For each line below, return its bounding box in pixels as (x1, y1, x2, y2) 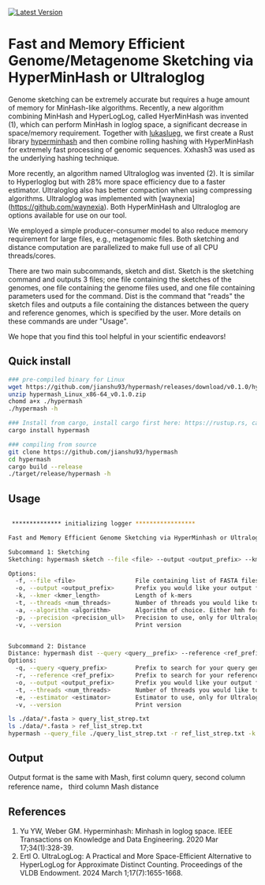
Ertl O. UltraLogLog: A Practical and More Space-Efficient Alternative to (19, 851, 252, 861)
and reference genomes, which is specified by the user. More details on (8, 308, 241, 317)
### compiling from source (8, 440, 97, 449)
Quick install (8, 355, 71, 368)
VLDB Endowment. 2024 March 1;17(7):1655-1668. (19, 868, 183, 877)
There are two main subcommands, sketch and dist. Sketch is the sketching (8, 266, 254, 275)
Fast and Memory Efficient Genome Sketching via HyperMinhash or (8, 533, 227, 542)
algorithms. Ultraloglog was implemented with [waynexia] (8, 193, 196, 203)
